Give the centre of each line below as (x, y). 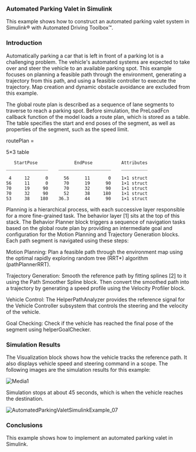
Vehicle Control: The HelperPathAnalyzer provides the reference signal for (96, 299)
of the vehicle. (23, 311)
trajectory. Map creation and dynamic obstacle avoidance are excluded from (98, 87)
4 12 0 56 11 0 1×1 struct (78, 178)
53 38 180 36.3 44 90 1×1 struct (77, 198)
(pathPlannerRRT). (28, 264)
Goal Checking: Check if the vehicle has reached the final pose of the (90, 323)
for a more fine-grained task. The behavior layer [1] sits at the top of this (93, 215)
